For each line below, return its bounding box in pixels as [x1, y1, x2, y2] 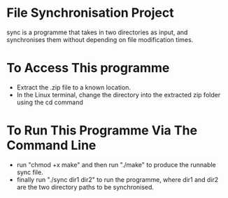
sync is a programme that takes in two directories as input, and [6, 28, 188, 36]
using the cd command [16, 98, 83, 106]
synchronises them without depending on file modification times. [6, 35, 194, 43]
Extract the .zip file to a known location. [16, 83, 131, 92]
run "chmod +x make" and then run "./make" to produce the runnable [16, 160, 216, 169]
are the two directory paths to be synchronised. [16, 183, 155, 191]
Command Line [6, 138, 97, 153]
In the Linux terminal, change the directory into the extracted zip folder [16, 90, 221, 99]
